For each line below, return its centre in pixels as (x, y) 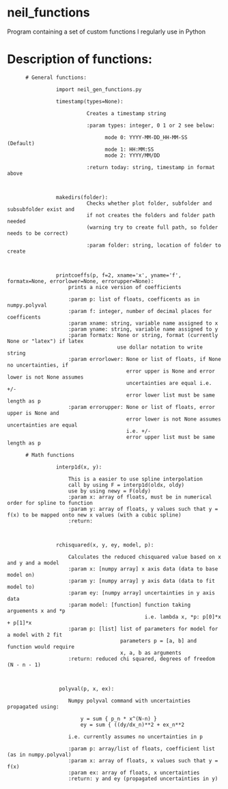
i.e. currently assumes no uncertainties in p (136, 737)
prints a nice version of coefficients (125, 287)
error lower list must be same (170, 395)
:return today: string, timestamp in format (151, 167)
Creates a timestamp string (126, 113)
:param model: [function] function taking (129, 605)
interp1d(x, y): (79, 467)
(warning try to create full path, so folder (152, 227)
